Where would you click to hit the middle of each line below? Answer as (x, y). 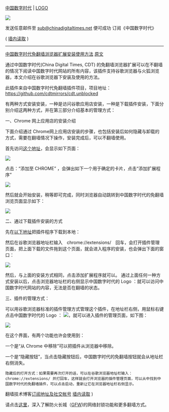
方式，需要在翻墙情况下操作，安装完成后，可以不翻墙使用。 (67, 138)
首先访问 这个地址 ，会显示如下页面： (43, 148)
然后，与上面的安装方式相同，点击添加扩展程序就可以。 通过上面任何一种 (81, 275)
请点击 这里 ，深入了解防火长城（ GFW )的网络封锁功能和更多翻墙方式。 (77, 404)
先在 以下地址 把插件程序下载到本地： (43, 232)
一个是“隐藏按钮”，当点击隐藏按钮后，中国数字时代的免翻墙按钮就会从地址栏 (84, 357)
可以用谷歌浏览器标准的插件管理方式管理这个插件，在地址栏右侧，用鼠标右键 (84, 309)
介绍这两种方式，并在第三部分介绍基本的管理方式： (62, 110)
